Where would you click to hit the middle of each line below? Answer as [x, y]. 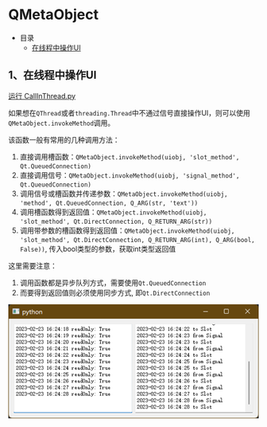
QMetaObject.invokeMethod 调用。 [62, 123]
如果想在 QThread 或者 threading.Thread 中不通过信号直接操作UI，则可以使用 [129, 112]
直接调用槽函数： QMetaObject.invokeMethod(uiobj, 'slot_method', [130, 156]
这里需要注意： [33, 265]
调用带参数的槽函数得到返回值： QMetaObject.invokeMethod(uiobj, [127, 230]
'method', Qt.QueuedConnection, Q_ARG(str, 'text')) [109, 203]
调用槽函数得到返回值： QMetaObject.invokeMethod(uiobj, [113, 212]
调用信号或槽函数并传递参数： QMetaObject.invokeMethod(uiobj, [124, 194]
